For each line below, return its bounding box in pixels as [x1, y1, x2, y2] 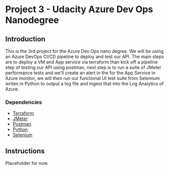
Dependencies [5, 98, 42, 105]
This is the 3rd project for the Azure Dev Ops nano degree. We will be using [5, 48, 164, 54]
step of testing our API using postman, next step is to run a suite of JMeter [5, 65, 162, 70]
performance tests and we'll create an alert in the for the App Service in [5, 70, 156, 76]
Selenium [12, 132, 33, 138]
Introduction [5, 35, 46, 43]
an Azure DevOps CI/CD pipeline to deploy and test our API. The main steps [5, 53, 164, 60]
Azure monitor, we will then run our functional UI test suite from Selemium [5, 75, 160, 81]
